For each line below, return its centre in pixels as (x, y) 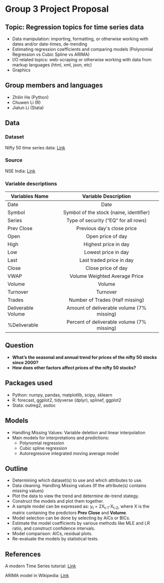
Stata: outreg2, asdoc (34, 405)
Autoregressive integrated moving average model (69, 453)
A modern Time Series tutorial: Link (41, 566)
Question (19, 345)
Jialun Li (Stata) (28, 107)
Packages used (29, 383)
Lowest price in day (107, 252)
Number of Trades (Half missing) (107, 300)
